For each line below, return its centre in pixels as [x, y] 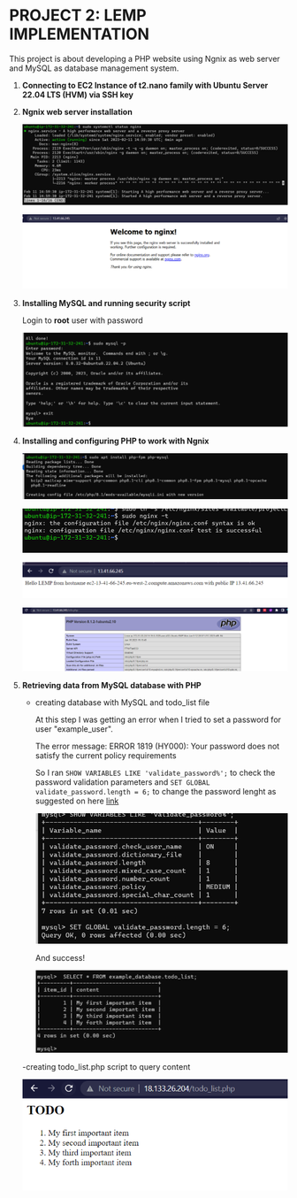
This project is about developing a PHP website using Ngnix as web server [145, 58]
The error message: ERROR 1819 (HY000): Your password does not [157, 746]
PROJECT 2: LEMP [78, 15]
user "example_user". [74, 729]
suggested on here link [77, 801]
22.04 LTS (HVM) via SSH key [78, 95]
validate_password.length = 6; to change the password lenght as [156, 792]
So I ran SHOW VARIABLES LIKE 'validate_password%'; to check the [155, 773]
